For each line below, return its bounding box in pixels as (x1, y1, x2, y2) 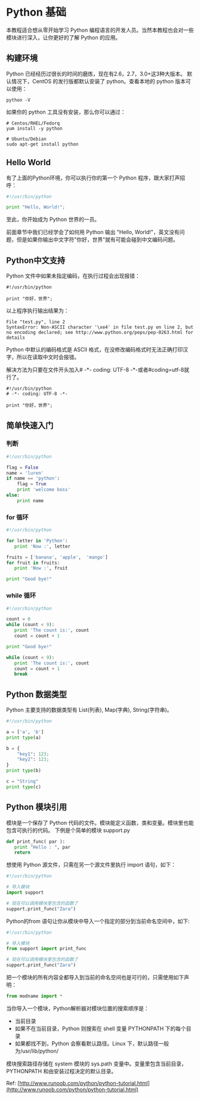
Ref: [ (6, 1079, 20, 1086)
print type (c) (6, 784, 42, 790)
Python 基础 (6, 5, 67, 19)
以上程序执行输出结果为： (6, 307, 69, 314)
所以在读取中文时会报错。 (16, 354, 79, 361)
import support (6, 889, 44, 895)
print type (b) (6, 767, 42, 774)
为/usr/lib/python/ (14, 1047, 59, 1054)
